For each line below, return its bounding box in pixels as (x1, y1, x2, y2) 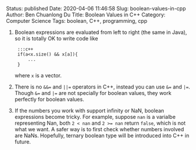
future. (14, 138, 31, 145)
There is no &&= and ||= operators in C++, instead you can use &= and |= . (14, 83, 190, 90)
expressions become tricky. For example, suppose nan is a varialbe (14, 114, 176, 120)
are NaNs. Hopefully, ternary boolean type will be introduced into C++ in (14, 132, 190, 139)
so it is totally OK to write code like (14, 35, 98, 42)
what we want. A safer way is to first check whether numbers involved (14, 126, 184, 132)
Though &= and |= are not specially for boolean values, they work (14, 90, 171, 96)
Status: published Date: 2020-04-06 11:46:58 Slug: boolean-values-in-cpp (6, 5, 186, 12)
